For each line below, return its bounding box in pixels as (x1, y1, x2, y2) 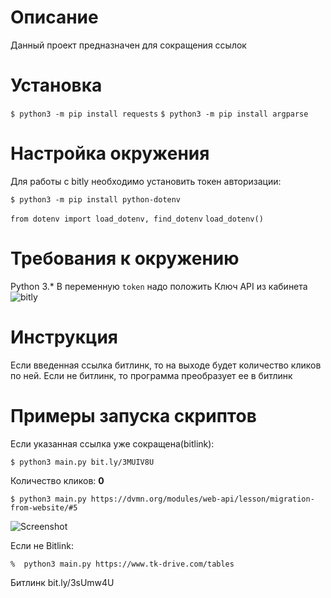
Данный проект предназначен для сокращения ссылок (10, 39, 247, 51)
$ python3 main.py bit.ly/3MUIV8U (10, 457, 155, 467)
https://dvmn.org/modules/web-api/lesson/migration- (90, 494, 315, 504)
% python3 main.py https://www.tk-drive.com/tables (10, 559, 235, 569)
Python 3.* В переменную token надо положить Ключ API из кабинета (10, 280, 308, 292)
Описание (10, 6, 99, 29)
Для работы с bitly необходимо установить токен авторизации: (10, 175, 282, 187)
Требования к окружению (10, 247, 240, 270)
